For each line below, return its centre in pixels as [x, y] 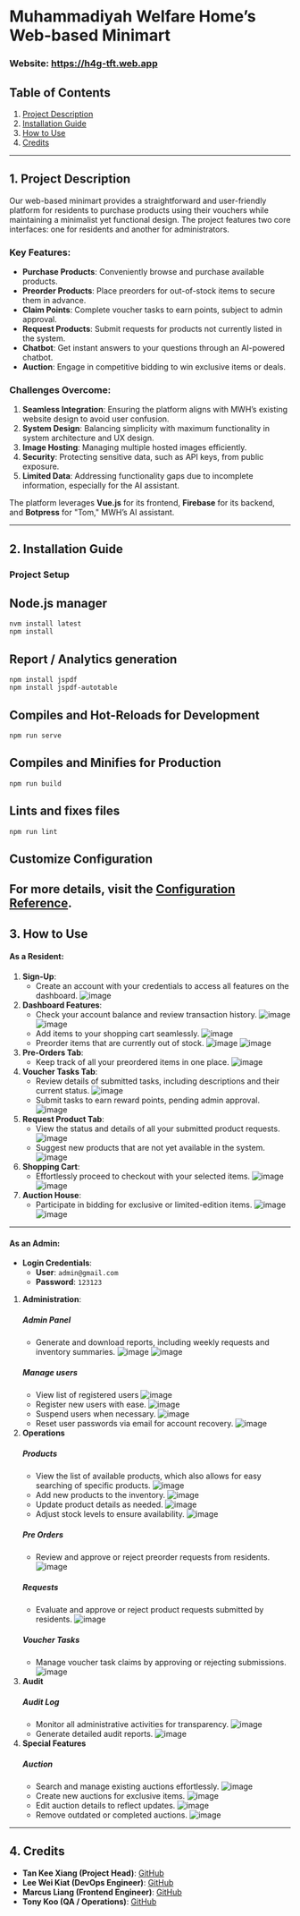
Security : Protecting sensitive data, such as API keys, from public [143, 457]
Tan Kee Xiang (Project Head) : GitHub [93, 1873]
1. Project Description [70, 179]
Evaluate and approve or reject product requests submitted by [150, 1610]
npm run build [36, 783]
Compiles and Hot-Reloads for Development [135, 715]
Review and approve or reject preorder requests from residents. [153, 1557]
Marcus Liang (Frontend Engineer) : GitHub [102, 1892]
